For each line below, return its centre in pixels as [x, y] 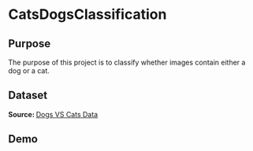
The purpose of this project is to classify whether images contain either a [127, 62]
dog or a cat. [29, 71]
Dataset [28, 96]
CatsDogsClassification [87, 15]
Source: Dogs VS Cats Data [53, 114]
